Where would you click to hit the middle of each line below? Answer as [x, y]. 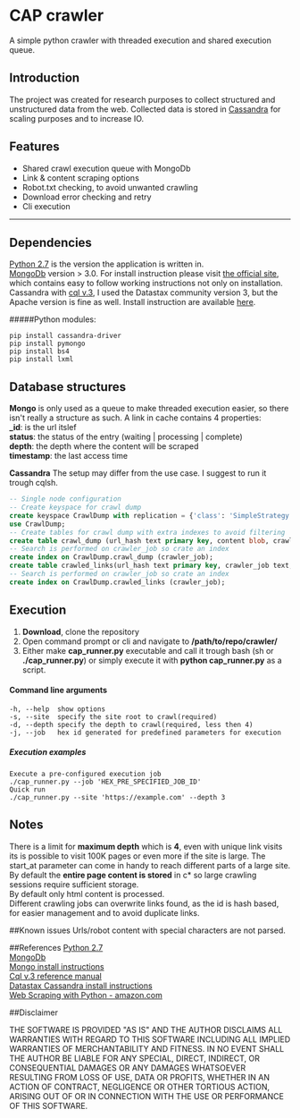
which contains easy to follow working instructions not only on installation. [146, 284]
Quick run [28, 789]
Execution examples [48, 752]
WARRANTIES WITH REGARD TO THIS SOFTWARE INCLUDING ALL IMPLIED [150, 1039]
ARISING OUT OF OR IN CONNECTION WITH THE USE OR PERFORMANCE [146, 1096]
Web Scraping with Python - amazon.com [86, 995]
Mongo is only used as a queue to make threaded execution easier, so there [149, 409]
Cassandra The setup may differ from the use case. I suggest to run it [138, 473]
